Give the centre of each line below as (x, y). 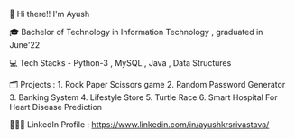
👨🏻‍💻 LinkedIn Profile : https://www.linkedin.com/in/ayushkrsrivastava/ (139, 125)
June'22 (25, 45)
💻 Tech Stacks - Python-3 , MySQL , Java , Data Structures (120, 63)
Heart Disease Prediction (55, 107)
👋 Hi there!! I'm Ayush (50, 14)
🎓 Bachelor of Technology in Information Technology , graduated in (136, 32)
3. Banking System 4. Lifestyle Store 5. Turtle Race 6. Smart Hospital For (143, 97)
